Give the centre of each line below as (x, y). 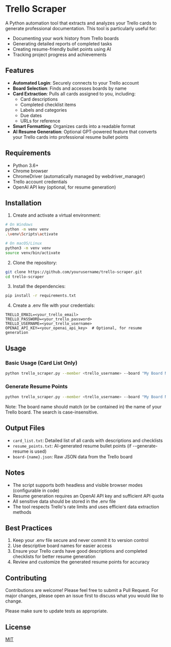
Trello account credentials (40, 182)
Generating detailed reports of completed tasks (62, 43)
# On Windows (19, 225)
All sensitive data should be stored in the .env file (64, 501)
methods (22, 512)
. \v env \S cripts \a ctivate (32, 234)
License (18, 627)
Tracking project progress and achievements (60, 55)
